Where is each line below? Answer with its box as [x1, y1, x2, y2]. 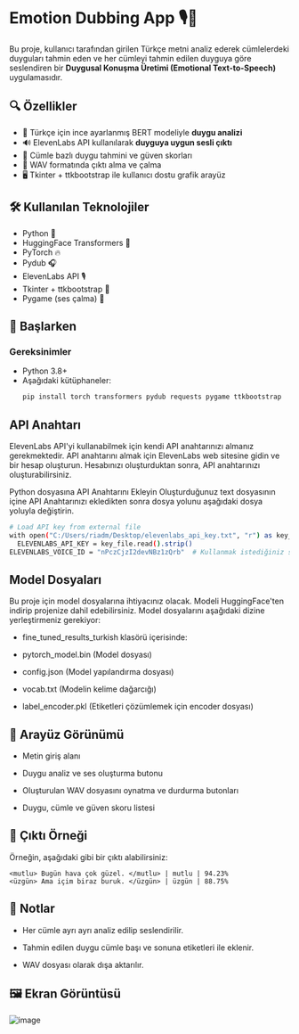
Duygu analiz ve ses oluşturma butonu [21, 768, 163, 779]
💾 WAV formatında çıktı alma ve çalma [21, 159, 162, 170]
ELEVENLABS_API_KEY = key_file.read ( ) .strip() [17, 539, 193, 548]
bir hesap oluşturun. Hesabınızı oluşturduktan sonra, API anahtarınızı [9, 459, 261, 470]
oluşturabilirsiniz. [9, 469, 72, 480]
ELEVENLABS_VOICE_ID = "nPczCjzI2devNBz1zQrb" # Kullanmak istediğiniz [9, 547, 285, 556]
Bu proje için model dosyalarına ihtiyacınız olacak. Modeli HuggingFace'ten [9, 595, 285, 607]
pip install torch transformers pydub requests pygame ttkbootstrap [21, 392, 282, 402]
